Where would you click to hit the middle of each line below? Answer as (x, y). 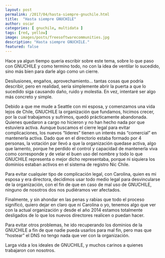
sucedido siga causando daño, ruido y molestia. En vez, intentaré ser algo (81, 91)
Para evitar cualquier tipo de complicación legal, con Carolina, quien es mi (81, 174)
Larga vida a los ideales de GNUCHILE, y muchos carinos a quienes (74, 245)
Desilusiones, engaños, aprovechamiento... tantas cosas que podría (74, 81)
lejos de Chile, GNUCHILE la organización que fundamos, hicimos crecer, (80, 112)
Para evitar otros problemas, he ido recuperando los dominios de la (74, 225)
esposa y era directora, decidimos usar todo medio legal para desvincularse (83, 179)
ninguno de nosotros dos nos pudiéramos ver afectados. (63, 190)
